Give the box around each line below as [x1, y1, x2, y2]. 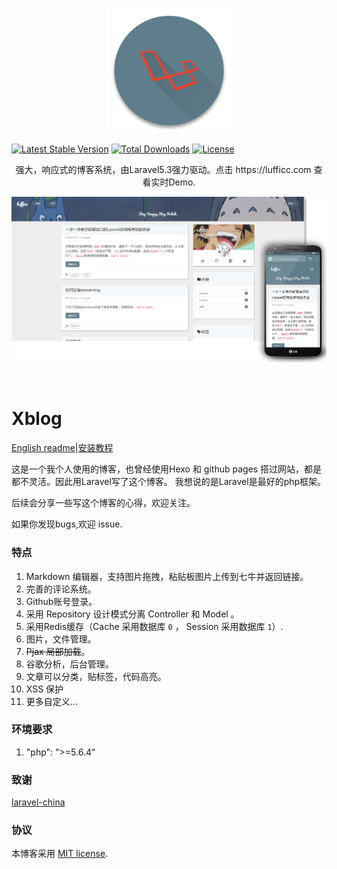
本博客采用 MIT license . [11, 848, 109, 860]
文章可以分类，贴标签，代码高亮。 [25, 670, 167, 682]
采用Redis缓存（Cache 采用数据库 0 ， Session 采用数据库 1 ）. [25, 620, 284, 632]
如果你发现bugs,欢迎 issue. [11, 518, 123, 530]
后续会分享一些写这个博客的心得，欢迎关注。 [11, 497, 196, 509]
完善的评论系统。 [25, 583, 97, 595]
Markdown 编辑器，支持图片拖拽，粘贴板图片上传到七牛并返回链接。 [25, 570, 309, 582]
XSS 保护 [25, 683, 64, 695]
